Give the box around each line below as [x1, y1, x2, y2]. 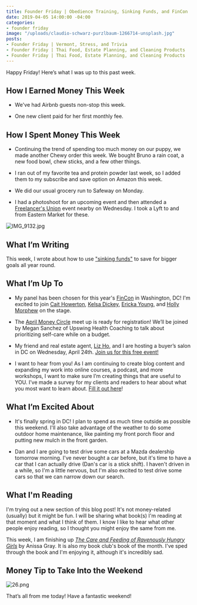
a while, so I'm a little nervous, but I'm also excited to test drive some [14, 466, 182, 474]
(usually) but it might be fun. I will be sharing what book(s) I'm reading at [6, 512, 182, 519]
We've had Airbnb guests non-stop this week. [14, 101, 126, 108]
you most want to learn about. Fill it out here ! [14, 384, 123, 392]
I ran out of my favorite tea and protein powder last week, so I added [14, 169, 181, 177]
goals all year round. [6, 262, 56, 269]
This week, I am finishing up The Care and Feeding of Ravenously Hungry [6, 536, 185, 543]
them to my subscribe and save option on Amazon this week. [14, 176, 163, 183]
